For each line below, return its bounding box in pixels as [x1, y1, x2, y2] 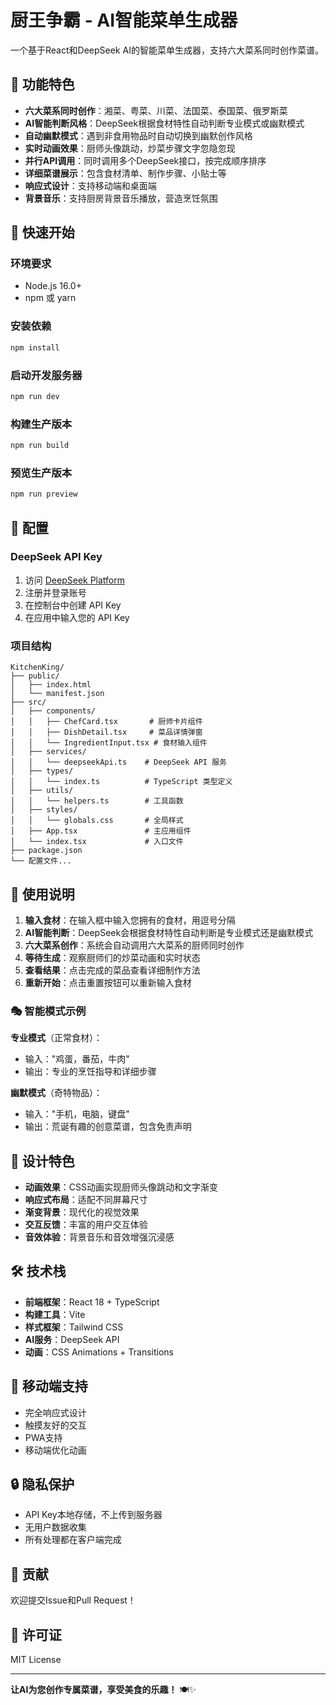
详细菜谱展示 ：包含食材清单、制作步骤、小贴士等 [24, 167, 227, 179]
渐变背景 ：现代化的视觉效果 [24, 1206, 140, 1218]
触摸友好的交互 [24, 1419, 87, 1431]
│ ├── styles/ [10, 805, 78, 815]
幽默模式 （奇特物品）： [10, 1087, 103, 1099]
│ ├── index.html [10, 680, 92, 690]
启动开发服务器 [10, 368, 83, 382]
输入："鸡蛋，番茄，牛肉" [24, 1053, 130, 1065]
